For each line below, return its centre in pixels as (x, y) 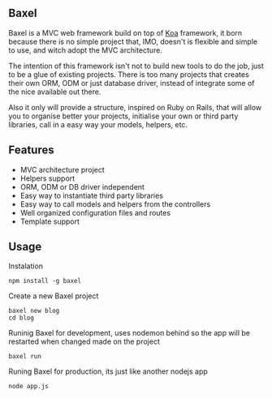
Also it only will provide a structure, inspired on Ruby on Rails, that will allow (135, 107)
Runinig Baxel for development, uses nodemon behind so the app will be (129, 333)
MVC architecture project (63, 169)
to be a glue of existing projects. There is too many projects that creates (129, 74)
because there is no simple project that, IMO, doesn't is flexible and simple (133, 41)
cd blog (22, 318)
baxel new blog (34, 311)
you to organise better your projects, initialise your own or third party (123, 116)
